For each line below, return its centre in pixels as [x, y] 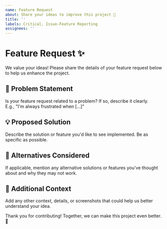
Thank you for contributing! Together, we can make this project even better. [83, 216]
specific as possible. [26, 139]
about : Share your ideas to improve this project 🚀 [60, 15]
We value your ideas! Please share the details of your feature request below [84, 68]
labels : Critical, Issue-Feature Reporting [52, 24]
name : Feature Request [29, 10]
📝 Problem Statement [39, 89]
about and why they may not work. [41, 173]
